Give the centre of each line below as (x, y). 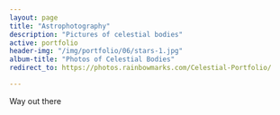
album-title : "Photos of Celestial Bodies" (92, 59)
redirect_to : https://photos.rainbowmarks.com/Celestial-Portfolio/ (140, 68)
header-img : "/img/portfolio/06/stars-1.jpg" (96, 51)
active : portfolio (44, 43)
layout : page (34, 18)
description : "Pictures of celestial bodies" (96, 34)
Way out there (35, 101)
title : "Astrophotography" (60, 26)
